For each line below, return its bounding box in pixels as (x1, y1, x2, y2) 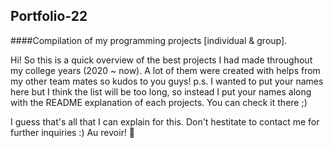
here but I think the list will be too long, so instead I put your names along (10, 85, 312, 98)
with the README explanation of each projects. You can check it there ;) (10, 96, 308, 108)
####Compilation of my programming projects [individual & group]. (10, 34, 288, 46)
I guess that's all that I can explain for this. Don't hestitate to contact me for (10, 115, 320, 128)
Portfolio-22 (10, 8, 88, 25)
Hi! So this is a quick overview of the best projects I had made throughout (10, 54, 313, 66)
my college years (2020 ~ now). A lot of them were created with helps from (10, 64, 321, 76)
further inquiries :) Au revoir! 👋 (10, 126, 136, 138)
